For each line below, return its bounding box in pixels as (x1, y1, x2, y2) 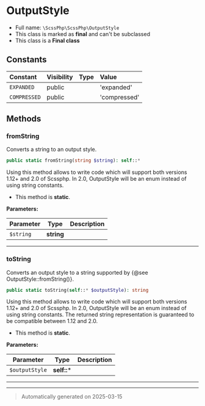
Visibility (46, 73, 73, 81)
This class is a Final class (15, 37, 81, 44)
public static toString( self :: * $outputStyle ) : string (6, 287, 149, 293)
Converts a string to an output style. (6, 146, 97, 153)
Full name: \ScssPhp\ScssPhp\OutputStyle (15, 24, 120, 31)
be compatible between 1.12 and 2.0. (6, 317, 98, 325)
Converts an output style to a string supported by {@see (6, 269, 148, 276)
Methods (6, 114, 41, 124)
